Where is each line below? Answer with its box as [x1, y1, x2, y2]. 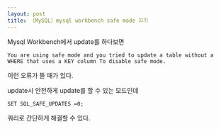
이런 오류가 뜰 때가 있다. [7, 71, 74, 79]
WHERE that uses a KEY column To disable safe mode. [7, 57, 166, 64]
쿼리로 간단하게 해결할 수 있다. [7, 113, 91, 122]
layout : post [7, 10, 46, 18]
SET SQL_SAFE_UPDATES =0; [7, 100, 84, 107]
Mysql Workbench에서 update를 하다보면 [7, 37, 125, 46]
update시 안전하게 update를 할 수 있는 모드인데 [7, 86, 139, 94]
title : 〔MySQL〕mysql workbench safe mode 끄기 [7, 17, 149, 24]
